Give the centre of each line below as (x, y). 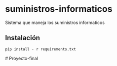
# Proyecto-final (22, 58)
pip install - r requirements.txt (41, 49)
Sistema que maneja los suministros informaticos (55, 22)
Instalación (23, 38)
